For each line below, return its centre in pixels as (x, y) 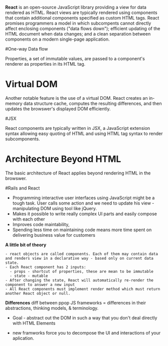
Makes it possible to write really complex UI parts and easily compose (85, 214)
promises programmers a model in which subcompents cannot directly (78, 23)
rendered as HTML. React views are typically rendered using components (81, 13)
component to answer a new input (40, 285)
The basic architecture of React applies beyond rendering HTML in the (78, 173)
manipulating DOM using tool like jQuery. (54, 208)
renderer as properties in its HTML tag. (45, 64)
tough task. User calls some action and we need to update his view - (83, 203)
